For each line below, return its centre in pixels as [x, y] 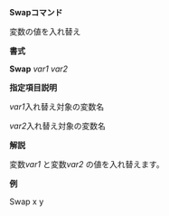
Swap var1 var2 [39, 69]
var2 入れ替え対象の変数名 [58, 126]
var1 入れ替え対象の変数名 [57, 107]
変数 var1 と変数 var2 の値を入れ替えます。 [87, 164]
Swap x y [27, 202]
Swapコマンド [36, 12]
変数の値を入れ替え [45, 32]
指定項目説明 [33, 87]
